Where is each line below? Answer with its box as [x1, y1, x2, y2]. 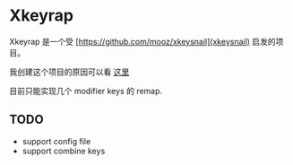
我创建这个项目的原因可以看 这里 [9, 66, 130, 77]
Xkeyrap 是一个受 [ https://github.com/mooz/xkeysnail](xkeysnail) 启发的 [9, 36, 276, 47]
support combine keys [22, 145, 106, 156]
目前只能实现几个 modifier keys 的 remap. [9, 85, 163, 96]
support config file [22, 135, 91, 146]
